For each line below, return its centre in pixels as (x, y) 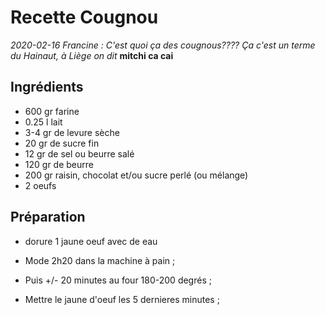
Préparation (48, 217)
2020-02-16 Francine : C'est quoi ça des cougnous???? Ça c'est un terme (163, 45)
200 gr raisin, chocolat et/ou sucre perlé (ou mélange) (136, 175)
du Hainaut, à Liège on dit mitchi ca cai (92, 55)
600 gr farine (52, 111)
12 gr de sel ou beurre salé (79, 153)
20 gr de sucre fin (62, 143)
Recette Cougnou (84, 17)
